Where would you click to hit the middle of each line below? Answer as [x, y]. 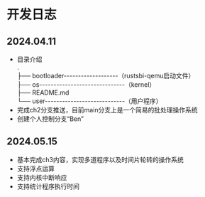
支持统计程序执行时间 [48, 186]
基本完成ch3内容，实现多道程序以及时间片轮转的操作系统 [100, 159]
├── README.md [43, 92]
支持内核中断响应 [42, 177]
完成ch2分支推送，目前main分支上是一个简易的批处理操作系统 [107, 110]
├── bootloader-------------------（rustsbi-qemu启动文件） [106, 76]
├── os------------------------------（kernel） [86, 85]
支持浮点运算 [35, 169]
